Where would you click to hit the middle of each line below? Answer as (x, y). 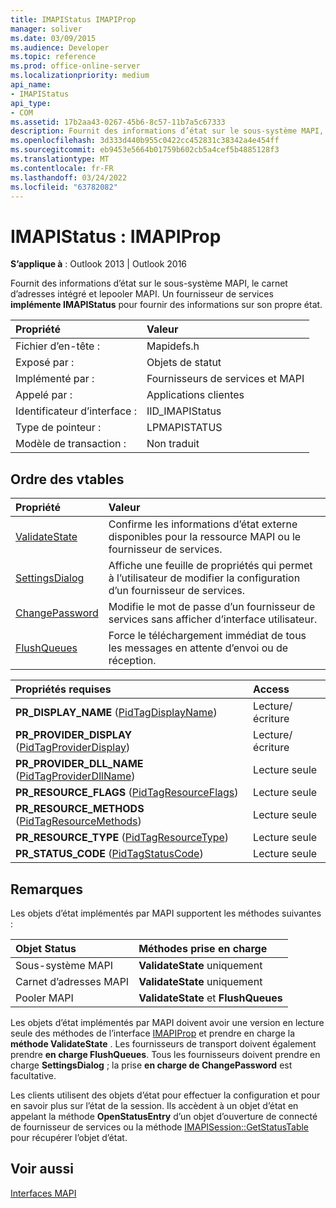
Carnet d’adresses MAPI (72, 981)
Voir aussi (42, 1169)
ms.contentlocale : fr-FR (62, 168)
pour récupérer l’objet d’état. (69, 1137)
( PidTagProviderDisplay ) (73, 748)
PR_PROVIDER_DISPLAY (74, 735)
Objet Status (46, 948)
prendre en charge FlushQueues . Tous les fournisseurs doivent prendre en (165, 1054)
